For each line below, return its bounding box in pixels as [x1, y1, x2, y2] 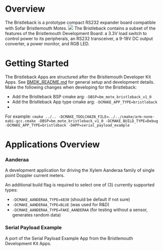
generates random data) [12, 212, 61, 218]
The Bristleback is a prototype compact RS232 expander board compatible [5, 19, 156, 25]
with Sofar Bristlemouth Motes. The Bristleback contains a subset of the [5, 25, 156, 31]
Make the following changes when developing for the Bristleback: [5, 84, 137, 90]
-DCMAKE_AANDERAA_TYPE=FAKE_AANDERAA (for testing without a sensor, [12, 207, 148, 213]
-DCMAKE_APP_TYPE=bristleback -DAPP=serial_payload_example [5, 123, 130, 127]
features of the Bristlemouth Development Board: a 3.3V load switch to [5, 30, 147, 36]
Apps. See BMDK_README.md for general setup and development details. [5, 79, 155, 85]
